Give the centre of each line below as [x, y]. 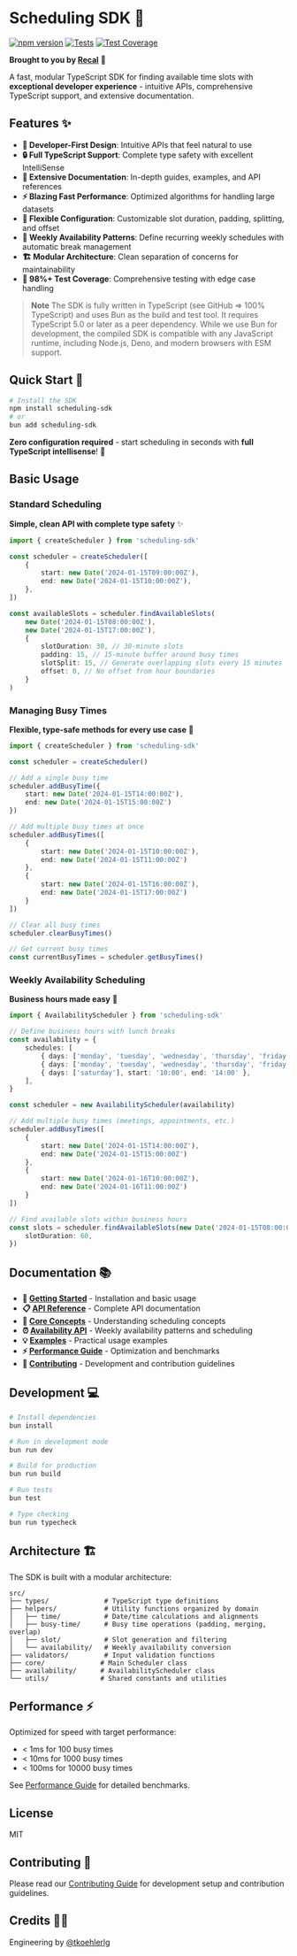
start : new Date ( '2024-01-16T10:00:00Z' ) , [120, 1179]
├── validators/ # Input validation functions [112, 1655]
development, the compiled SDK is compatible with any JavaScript [152, 333]
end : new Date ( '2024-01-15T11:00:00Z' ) [114, 859]
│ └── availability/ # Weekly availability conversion [120, 1647]
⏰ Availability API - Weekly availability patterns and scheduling [137, 1330]
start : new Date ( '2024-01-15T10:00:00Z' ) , [120, 851]
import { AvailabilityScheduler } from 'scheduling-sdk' [116, 1016]
